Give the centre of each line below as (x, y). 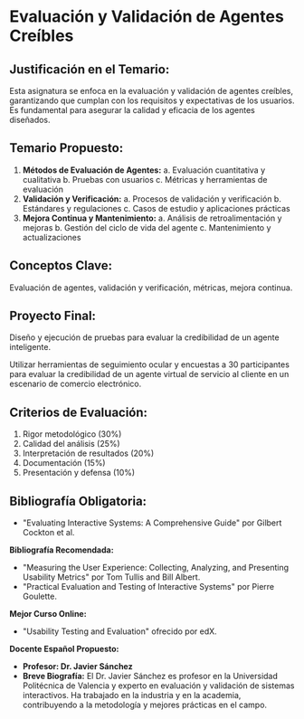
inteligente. (30, 347)
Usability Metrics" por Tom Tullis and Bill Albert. (111, 577)
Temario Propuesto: (66, 148)
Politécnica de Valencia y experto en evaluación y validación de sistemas (158, 686)
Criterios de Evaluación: (78, 412)
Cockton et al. (48, 533)
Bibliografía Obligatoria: (78, 501)
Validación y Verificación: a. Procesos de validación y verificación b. (152, 199)
